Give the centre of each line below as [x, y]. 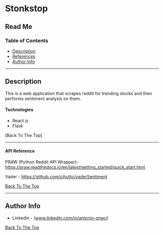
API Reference [20, 151]
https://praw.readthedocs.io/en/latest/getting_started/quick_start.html [75, 167]
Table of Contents [27, 41]
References [24, 56]
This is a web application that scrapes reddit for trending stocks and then [79, 93]
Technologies [19, 110]
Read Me [19, 27]
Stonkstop [26, 9]
